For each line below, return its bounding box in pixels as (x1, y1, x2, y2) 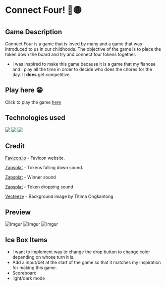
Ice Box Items (5, 235, 48, 244)
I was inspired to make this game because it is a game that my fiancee (12, 61, 156, 67)
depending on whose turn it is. (12, 254, 75, 260)
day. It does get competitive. (12, 72, 71, 78)
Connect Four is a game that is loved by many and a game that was (5, 41, 142, 47)
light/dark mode (12, 275, 46, 282)
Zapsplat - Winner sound (5, 174, 56, 180)
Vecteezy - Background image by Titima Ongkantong (5, 193, 113, 199)
